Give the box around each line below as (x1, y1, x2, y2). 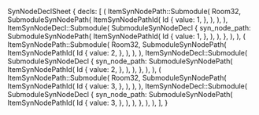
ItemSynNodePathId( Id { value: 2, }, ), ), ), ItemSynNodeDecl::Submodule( (7, 49, 248, 57)
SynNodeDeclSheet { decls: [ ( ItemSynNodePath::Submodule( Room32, (7, 7, 242, 16)
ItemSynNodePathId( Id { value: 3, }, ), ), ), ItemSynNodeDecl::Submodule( (7, 81, 248, 91)
